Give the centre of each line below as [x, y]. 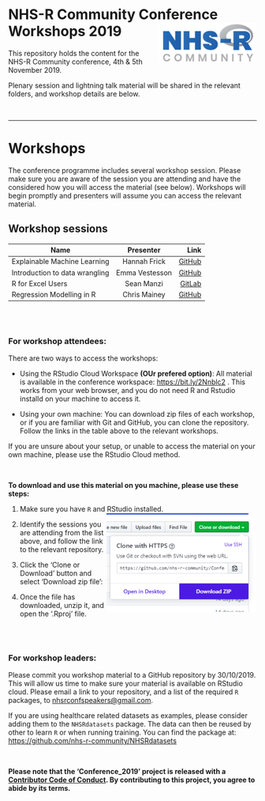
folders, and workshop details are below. [74, 93]
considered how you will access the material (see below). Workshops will [127, 187]
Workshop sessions [58, 229]
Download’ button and [56, 573]
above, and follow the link [61, 541]
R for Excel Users [39, 283]
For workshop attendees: [57, 341]
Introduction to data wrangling [60, 272]
